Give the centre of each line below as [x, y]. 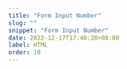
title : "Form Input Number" [55, 15]
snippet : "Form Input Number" [59, 30]
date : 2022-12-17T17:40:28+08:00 [64, 38]
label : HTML [28, 45]
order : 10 [25, 52]
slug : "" [23, 23]
